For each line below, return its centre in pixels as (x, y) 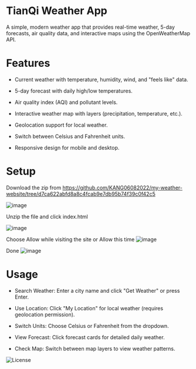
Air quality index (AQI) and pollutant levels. (66, 102)
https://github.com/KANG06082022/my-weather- (123, 187)
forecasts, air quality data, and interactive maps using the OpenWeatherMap (98, 33)
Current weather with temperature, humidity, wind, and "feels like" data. (102, 79)
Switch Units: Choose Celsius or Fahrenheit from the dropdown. (92, 326)
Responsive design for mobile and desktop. (67, 147)
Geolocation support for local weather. (61, 125)
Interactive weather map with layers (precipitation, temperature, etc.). (99, 113)
